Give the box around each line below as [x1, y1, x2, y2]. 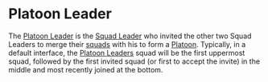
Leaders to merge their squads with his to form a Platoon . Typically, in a [8, 39, 246, 49]
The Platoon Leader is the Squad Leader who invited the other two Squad [8, 31, 252, 41]
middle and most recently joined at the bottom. [8, 64, 163, 74]
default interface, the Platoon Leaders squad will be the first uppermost [8, 48, 245, 57]
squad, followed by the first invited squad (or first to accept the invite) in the [8, 57, 260, 66]
